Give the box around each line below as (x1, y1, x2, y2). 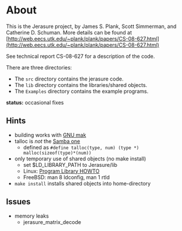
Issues (6, 197, 31, 207)
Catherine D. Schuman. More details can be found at (6, 29, 132, 36)
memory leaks (14, 212, 49, 219)
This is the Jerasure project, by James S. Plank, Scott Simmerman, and (6, 23, 177, 30)
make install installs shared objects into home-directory (14, 180, 151, 187)
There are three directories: (6, 64, 72, 71)
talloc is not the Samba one (14, 138, 80, 145)
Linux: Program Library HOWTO (23, 167, 100, 174)
